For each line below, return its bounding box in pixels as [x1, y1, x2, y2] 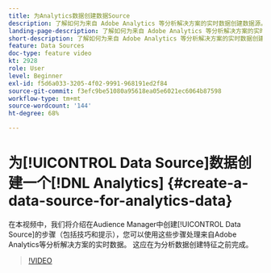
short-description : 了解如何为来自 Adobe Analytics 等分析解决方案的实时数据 [8, 34, 252, 43]
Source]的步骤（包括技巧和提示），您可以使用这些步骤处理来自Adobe [8, 229, 237, 239]
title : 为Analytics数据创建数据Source [8, 11, 131, 20]
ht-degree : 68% [8, 110, 60, 118]
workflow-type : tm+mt [8, 94, 81, 103]
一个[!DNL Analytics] [23, 174, 165, 192]
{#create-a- [167, 174, 248, 192]
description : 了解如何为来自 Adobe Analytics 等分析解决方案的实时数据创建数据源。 [8, 19, 268, 27]
